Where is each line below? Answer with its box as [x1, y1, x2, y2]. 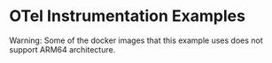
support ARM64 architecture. [9, 44, 116, 54]
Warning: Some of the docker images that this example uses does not [9, 35, 263, 45]
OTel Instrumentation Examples [9, 6, 246, 26]
